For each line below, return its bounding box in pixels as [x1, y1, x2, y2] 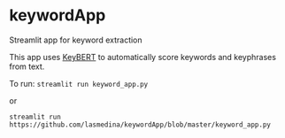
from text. [9, 61, 45, 72]
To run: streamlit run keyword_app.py [9, 78, 149, 88]
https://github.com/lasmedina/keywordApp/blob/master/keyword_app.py [9, 120, 272, 129]
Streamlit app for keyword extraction [9, 34, 143, 45]
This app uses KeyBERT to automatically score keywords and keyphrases [9, 51, 277, 62]
